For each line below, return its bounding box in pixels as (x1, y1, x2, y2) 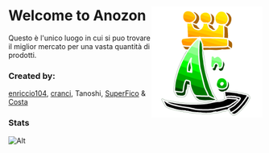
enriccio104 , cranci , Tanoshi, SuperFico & (8, 89, 147, 98)
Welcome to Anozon (8, 6, 147, 25)
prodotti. (8, 50, 37, 60)
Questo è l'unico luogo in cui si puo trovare (8, 33, 151, 43)
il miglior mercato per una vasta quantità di (8, 41, 151, 51)
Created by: (8, 70, 56, 81)
